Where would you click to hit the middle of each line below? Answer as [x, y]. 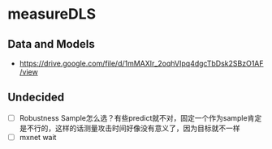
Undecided [36, 98]
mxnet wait [38, 137]
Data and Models [51, 44]
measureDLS [52, 14]
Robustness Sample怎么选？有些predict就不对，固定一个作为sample [134, 117]
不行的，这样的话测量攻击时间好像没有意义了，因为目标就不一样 [133, 128]
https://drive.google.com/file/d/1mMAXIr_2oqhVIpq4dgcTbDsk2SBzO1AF [142, 63]
